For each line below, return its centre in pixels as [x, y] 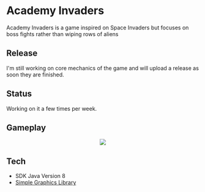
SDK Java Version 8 [40, 176]
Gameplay [26, 127]
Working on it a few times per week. [52, 108]
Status [19, 94]
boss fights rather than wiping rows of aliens [62, 34]
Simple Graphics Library [46, 183]
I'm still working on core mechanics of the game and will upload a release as [102, 68]
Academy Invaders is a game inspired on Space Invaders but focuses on [98, 28]
